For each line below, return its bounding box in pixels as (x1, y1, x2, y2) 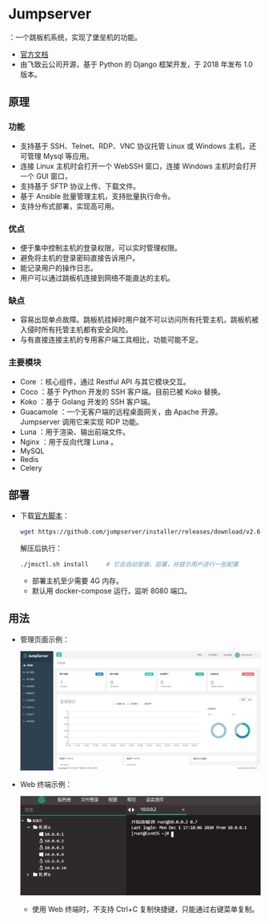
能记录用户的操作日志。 (19, 262, 98, 273)
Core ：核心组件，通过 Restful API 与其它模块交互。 (19, 376, 191, 386)
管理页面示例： (19, 635, 70, 644)
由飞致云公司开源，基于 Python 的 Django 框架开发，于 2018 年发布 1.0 (19, 59, 254, 69)
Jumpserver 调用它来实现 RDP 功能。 (19, 416, 143, 426)
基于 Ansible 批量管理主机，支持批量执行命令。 (19, 191, 175, 201)
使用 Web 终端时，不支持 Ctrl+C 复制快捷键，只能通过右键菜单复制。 (31, 904, 259, 914)
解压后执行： (19, 543, 62, 554)
